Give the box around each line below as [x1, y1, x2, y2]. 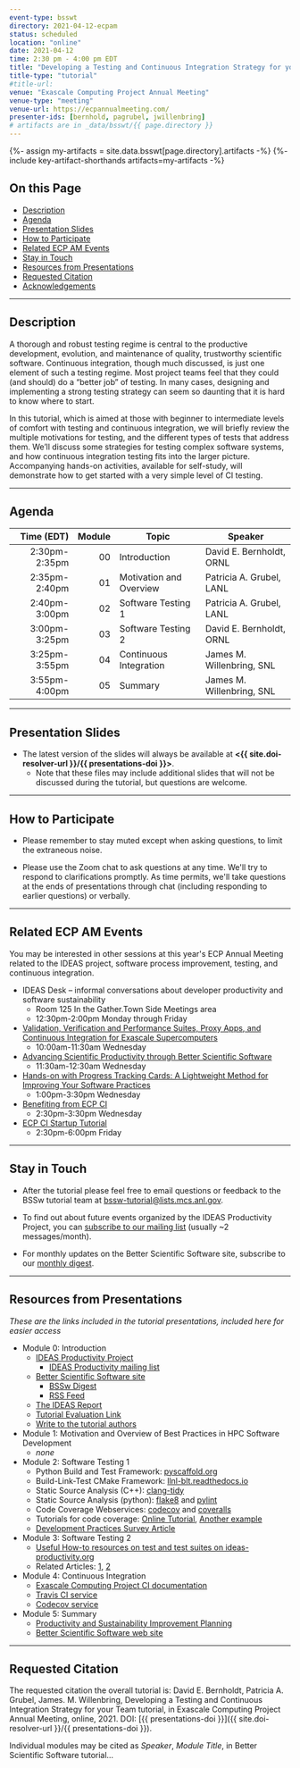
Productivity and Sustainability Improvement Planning [35, 1618, 233, 1629]
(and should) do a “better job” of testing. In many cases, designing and [9, 376, 270, 387]
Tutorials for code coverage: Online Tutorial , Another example [35, 1513, 262, 1524]
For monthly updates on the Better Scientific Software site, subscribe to [21, 1248, 286, 1259]
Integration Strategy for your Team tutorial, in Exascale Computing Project [9, 1704, 281, 1715]
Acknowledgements [21, 281, 96, 291]
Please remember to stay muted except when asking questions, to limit [21, 835, 283, 846]
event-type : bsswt [9, 13, 78, 22]
